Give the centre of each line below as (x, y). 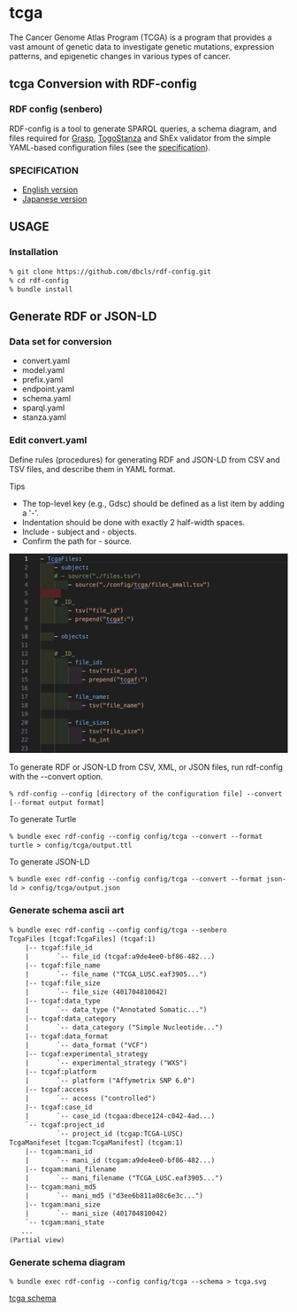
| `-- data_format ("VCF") (87, 1045)
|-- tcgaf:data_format (67, 1036)
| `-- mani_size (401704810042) (96, 1213)
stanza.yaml (44, 417)
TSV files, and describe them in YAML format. (92, 469)
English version (49, 190)
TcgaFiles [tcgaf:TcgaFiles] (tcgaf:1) (83, 939)
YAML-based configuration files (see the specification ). (110, 147)
